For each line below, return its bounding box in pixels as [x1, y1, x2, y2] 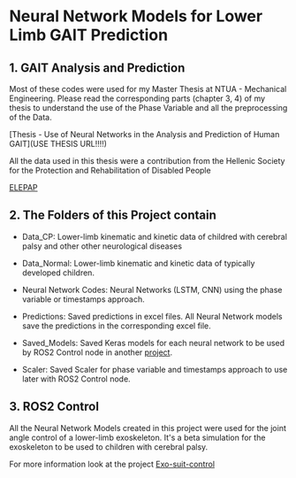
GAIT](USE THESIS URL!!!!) [9, 139, 108, 149]
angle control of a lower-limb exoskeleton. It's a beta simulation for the [9, 432, 266, 443]
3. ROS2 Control [9, 399, 100, 414]
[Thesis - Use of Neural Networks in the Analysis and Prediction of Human [9, 129, 280, 139]
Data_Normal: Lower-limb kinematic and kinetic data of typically [21, 258, 255, 268]
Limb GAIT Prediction [9, 25, 169, 45]
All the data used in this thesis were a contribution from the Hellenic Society [9, 156, 285, 166]
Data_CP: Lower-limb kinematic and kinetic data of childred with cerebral [21, 231, 287, 242]
